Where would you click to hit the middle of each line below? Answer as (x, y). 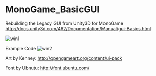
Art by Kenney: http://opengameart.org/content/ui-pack (64, 58)
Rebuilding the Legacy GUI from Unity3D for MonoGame (64, 23)
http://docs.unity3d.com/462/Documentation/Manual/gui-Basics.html (78, 28)
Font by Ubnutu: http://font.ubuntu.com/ (47, 68)
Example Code (21, 48)
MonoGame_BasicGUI (53, 9)
